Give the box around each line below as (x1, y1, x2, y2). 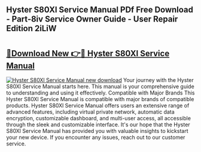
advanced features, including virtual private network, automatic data (6, 108, 175, 115)
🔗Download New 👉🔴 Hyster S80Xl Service (6, 48, 170, 59)
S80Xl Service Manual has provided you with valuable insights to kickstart (6, 127, 188, 134)
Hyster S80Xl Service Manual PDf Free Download (6, 5, 193, 15)
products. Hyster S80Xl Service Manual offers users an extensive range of (6, 102, 190, 109)
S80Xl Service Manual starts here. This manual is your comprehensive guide (6, 83, 194, 90)
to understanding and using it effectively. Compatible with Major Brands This (6, 89, 195, 96)
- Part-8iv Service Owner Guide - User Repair (6, 14, 178, 25)
